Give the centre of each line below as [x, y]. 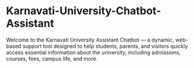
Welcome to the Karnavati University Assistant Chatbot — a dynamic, [90, 40]
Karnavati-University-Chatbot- [84, 11]
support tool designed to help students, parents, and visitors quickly [105, 46]
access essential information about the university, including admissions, [93, 52]
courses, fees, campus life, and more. [52, 59]
